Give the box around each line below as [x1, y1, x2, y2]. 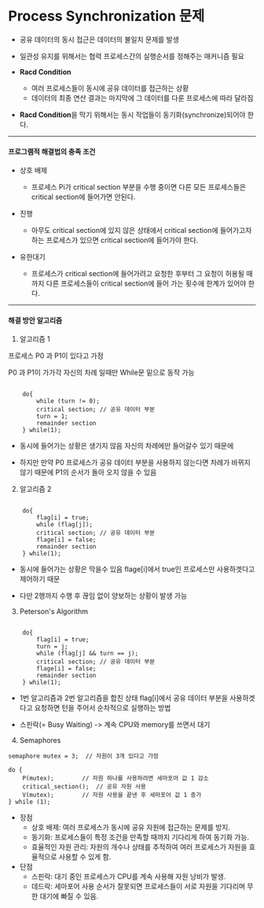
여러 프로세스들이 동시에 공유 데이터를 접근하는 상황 [31, 83, 189, 93]
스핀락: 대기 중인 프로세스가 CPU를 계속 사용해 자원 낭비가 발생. [31, 872, 226, 881]
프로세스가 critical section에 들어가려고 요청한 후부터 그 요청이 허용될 [31, 269, 245, 279]
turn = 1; [36, 412, 68, 421]
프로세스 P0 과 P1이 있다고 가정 [8, 351, 104, 360]
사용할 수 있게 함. [58, 852, 112, 862]
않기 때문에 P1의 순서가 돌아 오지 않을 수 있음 [19, 467, 157, 477]
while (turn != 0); [36, 397, 101, 405]
